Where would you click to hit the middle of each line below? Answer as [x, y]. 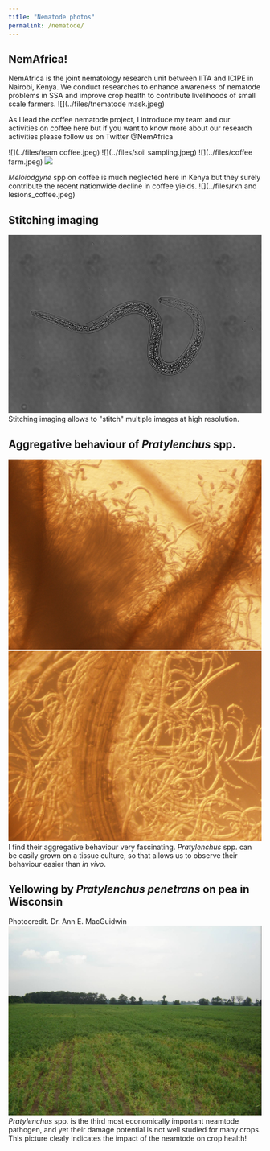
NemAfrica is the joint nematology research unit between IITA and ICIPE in [131, 78]
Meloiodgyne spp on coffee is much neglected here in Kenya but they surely [135, 178]
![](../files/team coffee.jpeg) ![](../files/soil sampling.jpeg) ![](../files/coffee [131, 152]
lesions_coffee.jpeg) [42, 195]
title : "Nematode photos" [51, 17]
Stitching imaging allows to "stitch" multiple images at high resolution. [124, 419]
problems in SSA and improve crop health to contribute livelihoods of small [132, 96]
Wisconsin [36, 902]
